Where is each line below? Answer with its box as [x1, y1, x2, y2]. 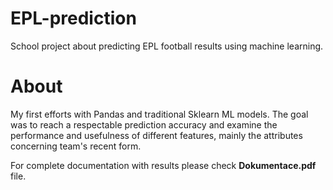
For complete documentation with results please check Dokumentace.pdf [10, 159, 317, 171]
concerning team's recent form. [10, 140, 142, 152]
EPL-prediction [10, 7, 137, 30]
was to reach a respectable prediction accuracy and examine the [10, 118, 278, 131]
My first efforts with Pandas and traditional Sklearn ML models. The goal [10, 108, 309, 120]
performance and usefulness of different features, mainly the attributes [10, 129, 303, 141]
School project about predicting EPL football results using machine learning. [10, 40, 324, 52]
